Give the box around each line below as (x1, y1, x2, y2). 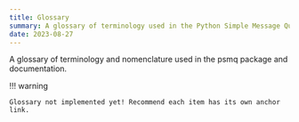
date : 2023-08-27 (9, 29, 74, 38)
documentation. (9, 63, 68, 74)
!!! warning (9, 81, 49, 92)
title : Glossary (9, 12, 69, 22)
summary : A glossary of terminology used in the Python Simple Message (9, 21, 280, 30)
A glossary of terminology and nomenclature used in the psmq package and (9, 54, 288, 65)
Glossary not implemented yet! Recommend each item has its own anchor (9, 98, 280, 107)
